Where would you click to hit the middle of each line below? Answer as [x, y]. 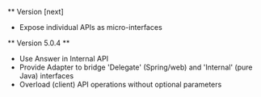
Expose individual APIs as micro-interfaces [91, 27]
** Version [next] [36, 12]
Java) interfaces [46, 76]
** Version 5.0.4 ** [39, 43]
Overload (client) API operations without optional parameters [120, 84]
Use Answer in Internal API [64, 59]
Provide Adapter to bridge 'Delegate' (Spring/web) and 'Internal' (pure [136, 67]
